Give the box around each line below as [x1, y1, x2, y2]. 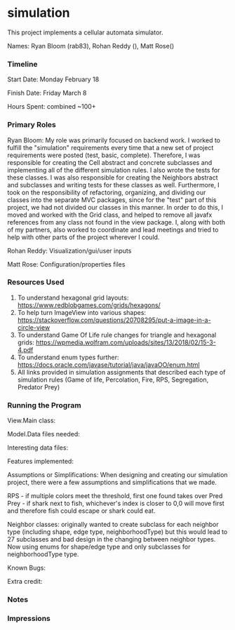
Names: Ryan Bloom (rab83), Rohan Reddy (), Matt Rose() [7, 41, 175, 50]
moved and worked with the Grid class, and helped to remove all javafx [7, 210, 213, 219]
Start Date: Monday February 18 [7, 75, 100, 83]
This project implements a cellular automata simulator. [7, 28, 163, 36]
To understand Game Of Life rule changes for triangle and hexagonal [17, 330, 217, 339]
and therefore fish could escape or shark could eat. [7, 507, 156, 515]
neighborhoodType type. [7, 550, 79, 558]
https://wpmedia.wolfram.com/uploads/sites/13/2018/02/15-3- [36, 338, 216, 347]
